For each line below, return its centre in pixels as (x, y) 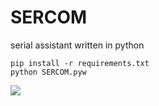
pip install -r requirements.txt (80, 63)
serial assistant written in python (77, 45)
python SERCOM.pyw (48, 72)
